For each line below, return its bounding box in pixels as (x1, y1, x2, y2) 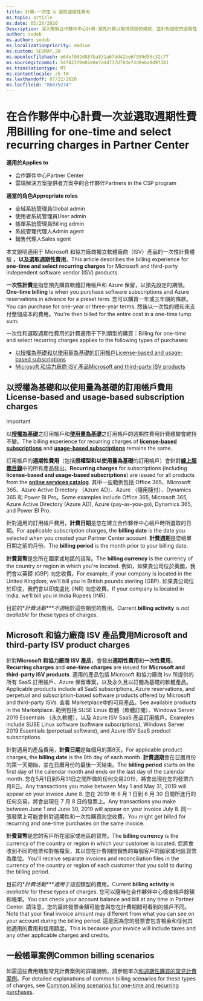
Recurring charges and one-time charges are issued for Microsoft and (6, 663, 185, 671)
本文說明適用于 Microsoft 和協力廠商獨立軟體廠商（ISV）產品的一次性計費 (6, 248, 190, 255)
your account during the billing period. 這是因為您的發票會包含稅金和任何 (6, 917, 188, 924)
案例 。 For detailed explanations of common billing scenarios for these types (6, 975, 196, 982)
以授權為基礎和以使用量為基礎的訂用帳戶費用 (6, 382, 173, 393)
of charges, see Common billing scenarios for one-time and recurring (6, 982, 179, 989)
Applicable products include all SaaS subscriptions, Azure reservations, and (6, 685, 195, 692)
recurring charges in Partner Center (6, 138, 190, 152)
